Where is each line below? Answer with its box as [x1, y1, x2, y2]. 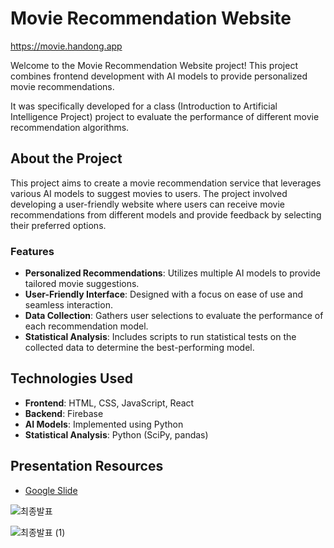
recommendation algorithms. [10, 121, 130, 133]
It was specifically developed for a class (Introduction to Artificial [10, 100, 278, 112]
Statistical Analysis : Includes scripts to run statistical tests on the [24, 331, 297, 343]
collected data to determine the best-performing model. [24, 342, 255, 354]
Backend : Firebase [24, 407, 104, 419]
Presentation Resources [10, 458, 164, 475]
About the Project [10, 150, 123, 167]
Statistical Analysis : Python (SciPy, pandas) [24, 428, 209, 441]
